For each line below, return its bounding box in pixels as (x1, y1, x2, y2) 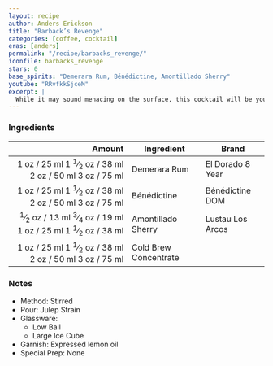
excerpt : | (8, 87, 45, 96)
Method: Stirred (19, 296, 73, 306)
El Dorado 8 (206, 158, 251, 169)
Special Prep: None (19, 348, 85, 358)
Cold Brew (131, 242, 172, 253)
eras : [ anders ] (8, 42, 60, 50)
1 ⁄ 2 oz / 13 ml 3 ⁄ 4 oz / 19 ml (19, 210, 124, 224)
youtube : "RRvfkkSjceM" (8, 80, 89, 88)
